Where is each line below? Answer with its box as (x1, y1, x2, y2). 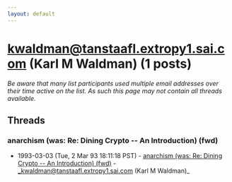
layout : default (7, 10, 55, 18)
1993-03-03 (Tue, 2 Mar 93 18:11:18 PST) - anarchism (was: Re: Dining (17, 152, 223, 160)
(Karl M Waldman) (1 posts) (29, 56, 192, 71)
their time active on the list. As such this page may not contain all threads (7, 86, 223, 95)
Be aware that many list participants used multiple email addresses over (7, 79, 219, 87)
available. (7, 94, 37, 102)
